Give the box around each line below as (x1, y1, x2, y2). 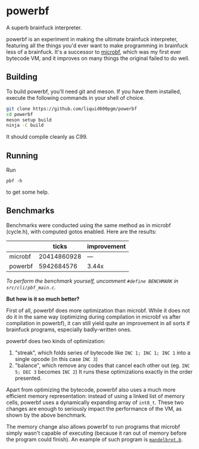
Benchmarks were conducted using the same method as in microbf (6, 221, 171, 228)
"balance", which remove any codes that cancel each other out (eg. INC (14, 362, 190, 369)
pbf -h (6, 178, 23, 184)
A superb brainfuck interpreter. (6, 24, 82, 31)
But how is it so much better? (6, 295, 80, 303)
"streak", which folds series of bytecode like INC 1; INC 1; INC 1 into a (14, 349, 191, 356)
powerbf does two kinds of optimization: (6, 337, 105, 344)
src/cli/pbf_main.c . (6, 283, 56, 291)
